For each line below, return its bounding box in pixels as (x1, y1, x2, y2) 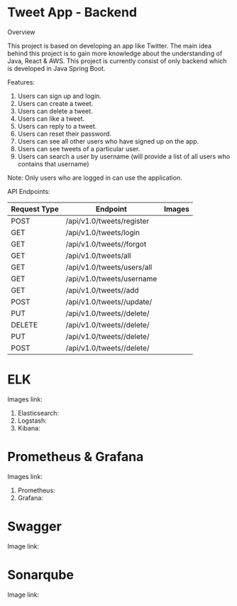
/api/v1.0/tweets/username (65, 274, 158, 283)
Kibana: (17, 423, 40, 432)
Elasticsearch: (17, 408, 59, 417)
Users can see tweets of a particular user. (17, 144, 140, 153)
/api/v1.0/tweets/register (65, 216, 150, 226)
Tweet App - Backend (7, 4, 137, 21)
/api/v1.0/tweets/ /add (65, 285, 140, 295)
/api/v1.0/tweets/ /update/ (65, 296, 153, 306)
